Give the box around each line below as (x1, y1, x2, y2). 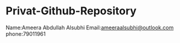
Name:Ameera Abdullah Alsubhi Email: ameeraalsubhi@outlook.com (5, 24, 174, 31)
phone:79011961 (5, 30, 46, 37)
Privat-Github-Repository (5, 4, 137, 18)
